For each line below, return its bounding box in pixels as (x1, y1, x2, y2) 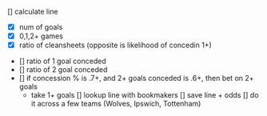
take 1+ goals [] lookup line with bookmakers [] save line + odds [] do (30, 90, 259, 100)
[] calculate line (7, 7, 58, 16)
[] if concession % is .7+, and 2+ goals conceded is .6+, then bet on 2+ (18, 74, 254, 83)
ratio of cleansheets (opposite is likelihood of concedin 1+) (18, 40, 213, 50)
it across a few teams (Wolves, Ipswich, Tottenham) (30, 99, 201, 109)
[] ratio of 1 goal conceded (18, 56, 106, 66)
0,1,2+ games (18, 31, 63, 41)
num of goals (18, 22, 63, 31)
